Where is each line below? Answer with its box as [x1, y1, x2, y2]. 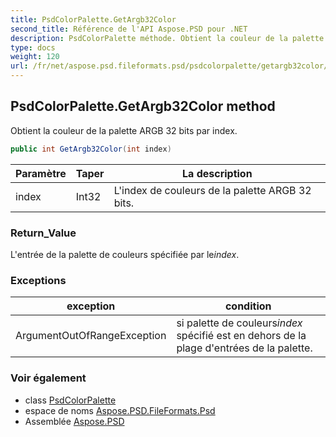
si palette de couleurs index [176, 316, 303, 330]
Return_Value [10, 226, 77, 240]
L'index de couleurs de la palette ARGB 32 [113, 183, 312, 197]
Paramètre [15, 166, 67, 180]
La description [182, 166, 253, 180]
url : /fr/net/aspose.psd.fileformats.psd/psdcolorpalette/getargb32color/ [10, 61, 329, 71]
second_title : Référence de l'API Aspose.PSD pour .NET [10, 24, 248, 34]
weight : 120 [10, 52, 60, 62]
